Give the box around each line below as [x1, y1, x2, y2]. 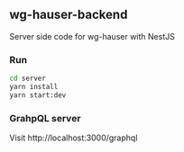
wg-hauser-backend [9, 7, 128, 22]
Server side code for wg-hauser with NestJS [9, 31, 176, 41]
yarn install [9, 82, 59, 91]
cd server [9, 74, 47, 84]
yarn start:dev [9, 90, 67, 100]
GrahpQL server [9, 112, 81, 124]
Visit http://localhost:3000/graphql [9, 132, 138, 143]
